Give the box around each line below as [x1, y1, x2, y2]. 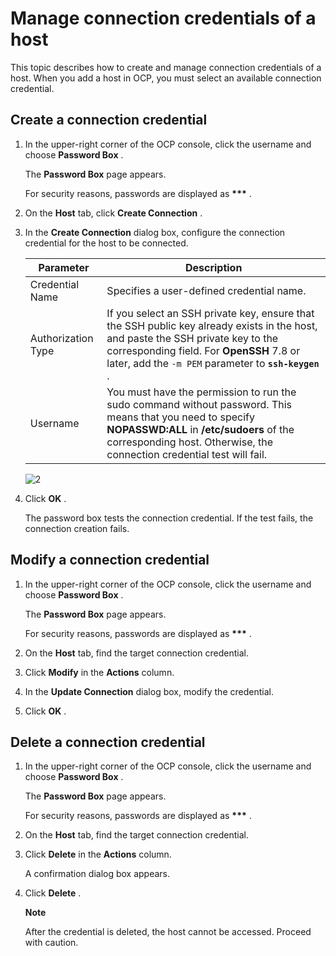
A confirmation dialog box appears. [24, 868, 171, 880]
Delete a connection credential [10, 733, 206, 751]
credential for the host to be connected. [24, 237, 189, 249]
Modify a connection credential [10, 552, 210, 569]
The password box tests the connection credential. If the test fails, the [24, 512, 314, 524]
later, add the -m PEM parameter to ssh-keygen [106, 356, 320, 370]
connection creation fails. [24, 522, 130, 534]
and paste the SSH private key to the [106, 331, 279, 345]
